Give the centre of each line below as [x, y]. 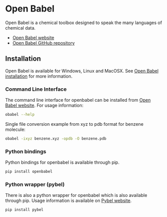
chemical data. [21, 28]
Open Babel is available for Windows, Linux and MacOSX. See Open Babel [82, 71]
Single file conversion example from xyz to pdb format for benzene [74, 124]
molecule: [16, 129]
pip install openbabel [29, 172]
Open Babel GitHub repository [44, 43]
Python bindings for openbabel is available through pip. [62, 162]
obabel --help [20, 115]
